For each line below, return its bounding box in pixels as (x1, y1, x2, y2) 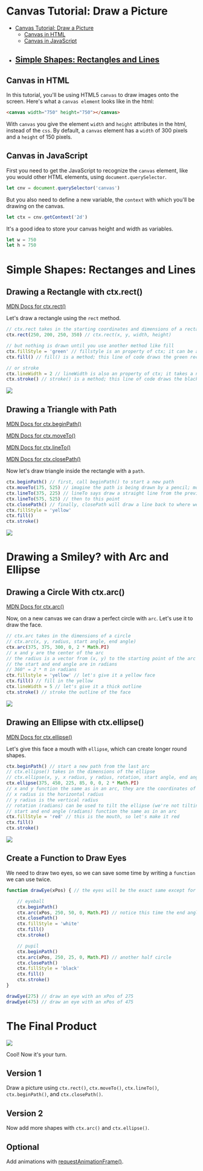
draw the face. (6, 622, 43, 629)
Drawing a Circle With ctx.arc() (6, 587, 125, 597)
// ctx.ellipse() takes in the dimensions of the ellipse (6, 769, 155, 775)
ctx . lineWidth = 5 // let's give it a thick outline (6, 684, 142, 690)
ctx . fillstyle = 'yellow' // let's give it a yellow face (6, 672, 155, 678)
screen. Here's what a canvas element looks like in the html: (6, 98, 154, 105)
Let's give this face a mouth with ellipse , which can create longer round (6, 745, 187, 752)
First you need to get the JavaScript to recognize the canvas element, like (6, 166, 188, 174)
